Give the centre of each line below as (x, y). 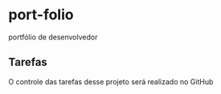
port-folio (41, 15)
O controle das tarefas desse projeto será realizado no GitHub (111, 81)
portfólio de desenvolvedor (53, 37)
